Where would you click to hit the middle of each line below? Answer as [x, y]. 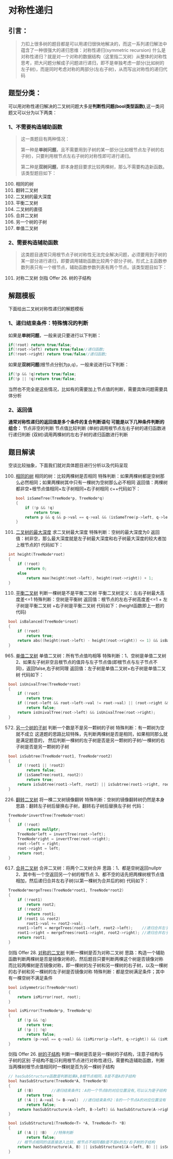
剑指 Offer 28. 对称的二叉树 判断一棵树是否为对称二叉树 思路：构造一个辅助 [87, 952]
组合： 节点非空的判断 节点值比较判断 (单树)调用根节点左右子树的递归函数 [85, 428]
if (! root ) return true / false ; [40, 345]
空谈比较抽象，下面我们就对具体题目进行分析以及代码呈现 [68, 465]
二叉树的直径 [29, 209]
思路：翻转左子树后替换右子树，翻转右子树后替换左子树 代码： [80, 806]
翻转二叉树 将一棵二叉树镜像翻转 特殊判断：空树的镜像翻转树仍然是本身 [90, 800]
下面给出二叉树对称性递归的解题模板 [46, 309]
